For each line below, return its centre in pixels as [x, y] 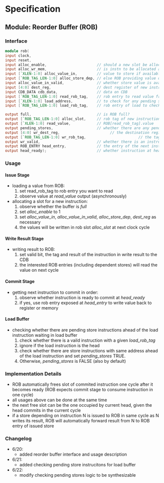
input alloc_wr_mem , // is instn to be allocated [81, 69]
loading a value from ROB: [38, 186]
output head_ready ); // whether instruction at [78, 151]
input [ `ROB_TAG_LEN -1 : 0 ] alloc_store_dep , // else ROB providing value [81, 78]
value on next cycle [39, 270]
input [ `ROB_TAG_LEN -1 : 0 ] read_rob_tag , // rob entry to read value [79, 96]
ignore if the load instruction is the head [60, 345]
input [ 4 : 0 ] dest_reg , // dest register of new [76, 87]
